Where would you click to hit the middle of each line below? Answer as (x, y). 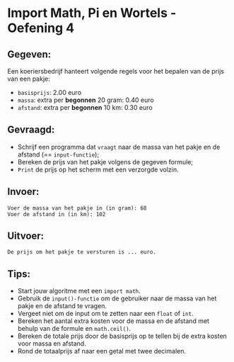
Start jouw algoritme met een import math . (79, 291)
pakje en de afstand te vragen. (62, 306)
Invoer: (23, 192)
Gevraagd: (31, 130)
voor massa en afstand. (52, 344)
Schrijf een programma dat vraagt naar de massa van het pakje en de (119, 147)
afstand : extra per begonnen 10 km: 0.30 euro (85, 107)
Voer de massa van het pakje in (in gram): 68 (77, 208)
